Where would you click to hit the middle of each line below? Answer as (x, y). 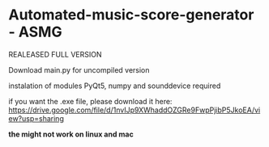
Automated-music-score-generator (131, 15)
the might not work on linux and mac (71, 134)
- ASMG (35, 32)
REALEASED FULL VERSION (56, 54)
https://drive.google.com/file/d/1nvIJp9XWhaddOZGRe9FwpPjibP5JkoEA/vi (134, 110)
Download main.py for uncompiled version (79, 69)
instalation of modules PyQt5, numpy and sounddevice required (115, 86)
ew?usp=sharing (36, 118)
